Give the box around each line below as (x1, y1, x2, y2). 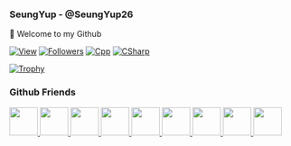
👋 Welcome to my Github (9, 29, 102, 40)
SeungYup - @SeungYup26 (9, 8, 134, 21)
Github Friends (9, 86, 77, 98)
